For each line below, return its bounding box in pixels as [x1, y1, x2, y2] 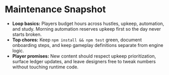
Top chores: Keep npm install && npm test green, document [12, 37, 142, 43]
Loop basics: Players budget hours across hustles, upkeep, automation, [12, 20, 164, 27]
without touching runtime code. [12, 64, 79, 70]
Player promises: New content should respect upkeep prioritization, [12, 53, 156, 59]
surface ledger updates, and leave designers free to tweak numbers [12, 58, 156, 64]
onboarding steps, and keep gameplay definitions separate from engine [12, 42, 163, 48]
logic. [12, 47, 24, 54]
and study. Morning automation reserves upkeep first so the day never [12, 26, 161, 32]
